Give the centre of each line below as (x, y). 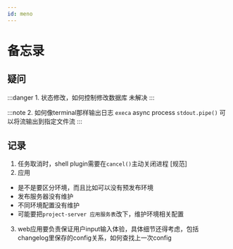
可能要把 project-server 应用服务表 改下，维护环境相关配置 (101, 214)
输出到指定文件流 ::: (54, 121)
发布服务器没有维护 (45, 196)
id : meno (20, 14)
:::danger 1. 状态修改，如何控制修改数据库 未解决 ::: (81, 97)
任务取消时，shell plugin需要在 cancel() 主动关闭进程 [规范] (102, 164)
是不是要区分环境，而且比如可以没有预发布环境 (85, 188)
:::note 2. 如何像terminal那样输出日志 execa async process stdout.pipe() (113, 112)
